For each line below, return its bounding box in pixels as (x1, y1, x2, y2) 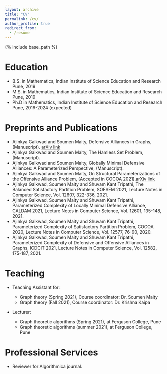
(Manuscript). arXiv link (12, 144, 61, 150)
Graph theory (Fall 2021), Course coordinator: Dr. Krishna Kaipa (19, 299, 151, 305)
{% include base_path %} (5, 44, 58, 50)
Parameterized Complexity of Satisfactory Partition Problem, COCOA (12, 223, 154, 230)
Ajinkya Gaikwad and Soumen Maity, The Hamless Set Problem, (12, 149, 144, 155)
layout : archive (5, 7, 39, 12)
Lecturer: (12, 309, 31, 315)
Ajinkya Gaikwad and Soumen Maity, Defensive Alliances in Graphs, (12, 138, 152, 145)
